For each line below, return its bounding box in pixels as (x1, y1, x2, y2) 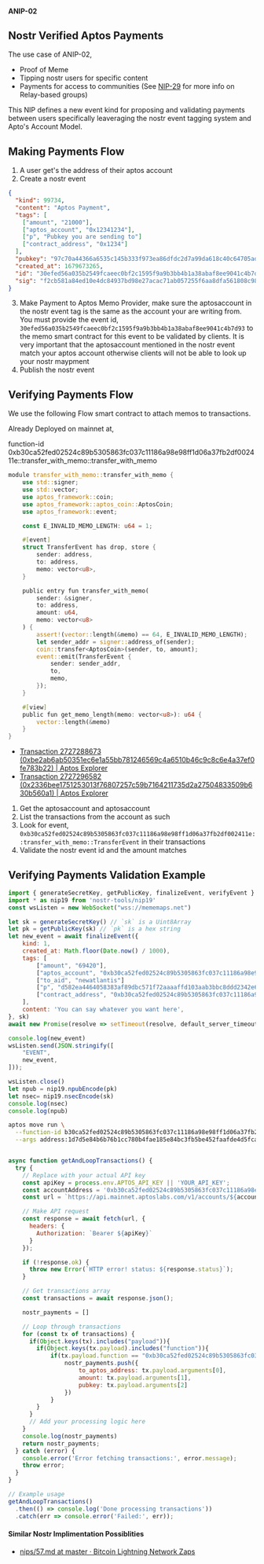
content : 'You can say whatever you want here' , (22, 1006, 185, 1014)
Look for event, (19, 821, 69, 830)
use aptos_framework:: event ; (22, 508, 118, 516)
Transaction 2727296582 (19, 772, 102, 781)
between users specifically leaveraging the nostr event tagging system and (8, 114, 251, 123)
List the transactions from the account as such (19, 812, 170, 821)
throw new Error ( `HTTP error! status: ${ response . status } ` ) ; (28, 1265, 234, 1273)
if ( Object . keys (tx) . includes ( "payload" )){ (28, 1337, 170, 1346)
